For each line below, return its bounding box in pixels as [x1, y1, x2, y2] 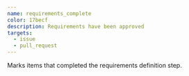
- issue [13, 36, 36, 43]
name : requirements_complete [7, 10, 92, 17]
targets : [7, 29, 33, 37]
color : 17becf [7, 17, 49, 23]
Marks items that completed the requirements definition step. [7, 61, 182, 69]
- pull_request [13, 42, 58, 49]
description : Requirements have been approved [7, 23, 145, 30]
